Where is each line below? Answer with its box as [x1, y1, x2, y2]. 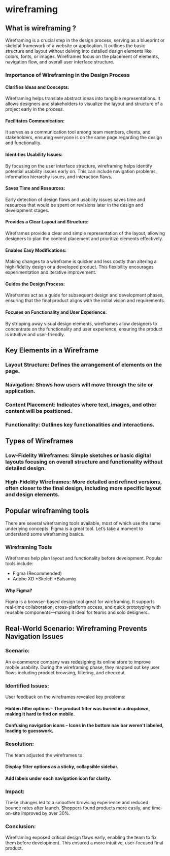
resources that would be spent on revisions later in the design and [5, 202, 144, 208]
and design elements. [5, 491, 60, 498]
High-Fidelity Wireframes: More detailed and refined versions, [5, 478, 162, 485]
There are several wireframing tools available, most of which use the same [5, 520, 161, 526]
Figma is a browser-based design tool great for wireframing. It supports [5, 599, 155, 605]
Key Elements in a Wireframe [5, 346, 99, 354]
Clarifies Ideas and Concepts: [5, 84, 70, 90]
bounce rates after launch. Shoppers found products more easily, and [5, 805, 151, 811]
